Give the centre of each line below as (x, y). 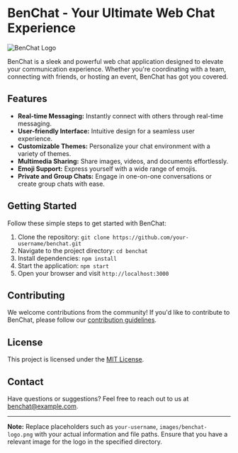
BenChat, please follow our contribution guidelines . (82, 320)
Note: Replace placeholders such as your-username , (83, 426)
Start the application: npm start (63, 265)
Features (27, 99)
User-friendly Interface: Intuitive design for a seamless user (106, 131)
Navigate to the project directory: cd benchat (83, 250)
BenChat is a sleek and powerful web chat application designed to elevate (115, 61)
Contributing (36, 295)
